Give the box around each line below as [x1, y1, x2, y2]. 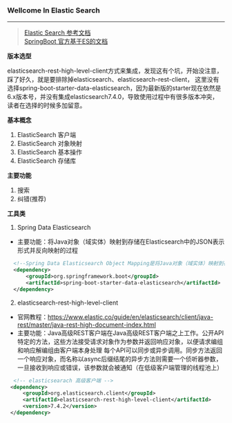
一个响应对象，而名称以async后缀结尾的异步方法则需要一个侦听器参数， [17, 354, 222, 363]
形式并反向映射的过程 [17, 246, 78, 255]
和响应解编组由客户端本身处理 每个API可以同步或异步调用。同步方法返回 [17, 345, 223, 354]
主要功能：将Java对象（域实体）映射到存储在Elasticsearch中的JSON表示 [17, 237, 225, 246]
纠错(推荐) [17, 195, 47, 203]
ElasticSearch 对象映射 [17, 139, 83, 147]
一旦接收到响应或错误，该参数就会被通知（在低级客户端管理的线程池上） [17, 363, 223, 372]
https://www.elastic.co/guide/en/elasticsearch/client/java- [47, 312, 214, 321]
